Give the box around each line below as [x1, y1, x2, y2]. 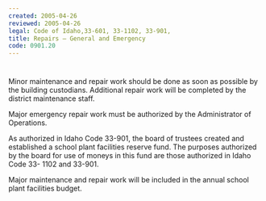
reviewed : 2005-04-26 [8, 19, 81, 27]
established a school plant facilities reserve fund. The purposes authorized [8, 142, 257, 152]
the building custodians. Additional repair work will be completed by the [8, 86, 247, 95]
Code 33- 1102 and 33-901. [8, 159, 99, 170]
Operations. [8, 118, 48, 128]
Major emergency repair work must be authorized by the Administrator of [8, 110, 251, 119]
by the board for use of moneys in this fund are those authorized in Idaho [8, 151, 251, 161]
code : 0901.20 [8, 42, 56, 50]
